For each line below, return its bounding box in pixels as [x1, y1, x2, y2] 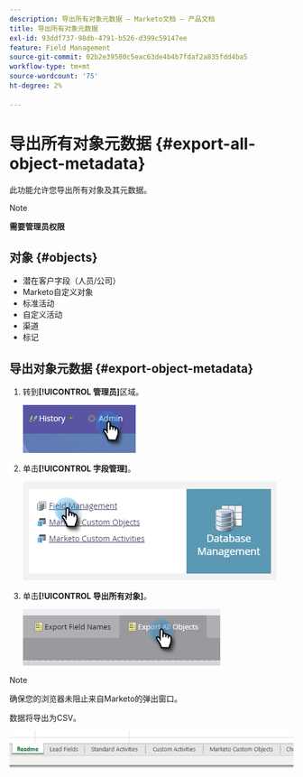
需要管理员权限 [9, 221, 65, 232]
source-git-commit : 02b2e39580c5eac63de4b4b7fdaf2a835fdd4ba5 [9, 52, 248, 62]
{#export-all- [154, 134, 256, 153]
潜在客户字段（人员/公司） [22, 275, 121, 286]
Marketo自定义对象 [22, 287, 94, 298]
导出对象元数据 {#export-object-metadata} [9, 361, 254, 376]
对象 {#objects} [9, 249, 98, 265]
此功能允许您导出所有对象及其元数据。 [9, 184, 151, 195]
